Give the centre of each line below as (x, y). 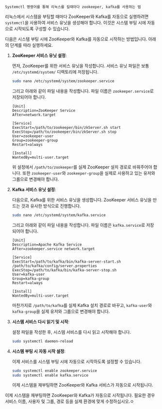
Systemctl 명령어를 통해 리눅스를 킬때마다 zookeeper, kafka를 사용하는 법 (73, 7)
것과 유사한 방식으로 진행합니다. (51, 206)
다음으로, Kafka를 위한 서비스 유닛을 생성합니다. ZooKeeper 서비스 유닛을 (82, 200)
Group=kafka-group (31, 279)
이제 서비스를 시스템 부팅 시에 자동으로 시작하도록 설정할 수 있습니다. (77, 361)
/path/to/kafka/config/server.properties (54, 266)
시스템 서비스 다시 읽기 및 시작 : (40, 321)
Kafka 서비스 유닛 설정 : (34, 189)
